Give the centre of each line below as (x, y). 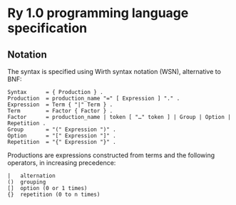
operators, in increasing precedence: (62, 163)
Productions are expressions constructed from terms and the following (111, 155)
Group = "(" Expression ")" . (62, 130)
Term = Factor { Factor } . (60, 111)
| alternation (31, 176)
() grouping (27, 182)
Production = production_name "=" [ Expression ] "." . (94, 98)
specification (47, 28)
